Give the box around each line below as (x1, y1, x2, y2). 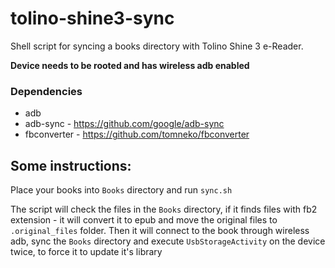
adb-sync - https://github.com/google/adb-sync (24, 118, 225, 130)
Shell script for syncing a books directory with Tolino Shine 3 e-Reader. (10, 40, 304, 52)
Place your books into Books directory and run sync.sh (10, 184, 233, 196)
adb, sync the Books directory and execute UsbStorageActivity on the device (10, 235, 326, 247)
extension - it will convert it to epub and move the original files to (10, 214, 278, 226)
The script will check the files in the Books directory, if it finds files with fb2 (10, 203, 318, 216)
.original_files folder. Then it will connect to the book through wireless (10, 225, 310, 237)
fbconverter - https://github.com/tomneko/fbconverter (24, 128, 250, 141)
